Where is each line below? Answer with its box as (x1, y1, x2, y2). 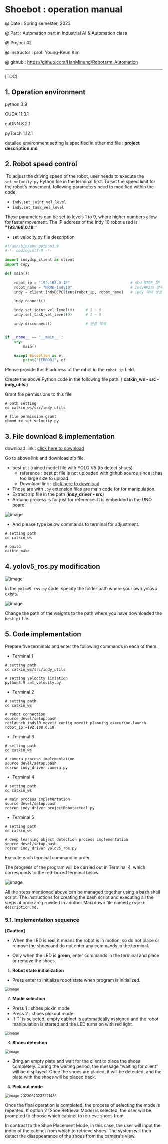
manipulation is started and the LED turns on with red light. (12, 1021, 133, 1027)
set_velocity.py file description (12, 234, 75, 240)
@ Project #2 (5, 39, 32, 46)
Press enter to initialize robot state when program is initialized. (12, 977, 141, 983)
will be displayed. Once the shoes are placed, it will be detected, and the (12, 1069, 162, 1075)
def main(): (5, 271, 30, 276)
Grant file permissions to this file (5, 391, 72, 397)
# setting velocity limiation (5, 676, 68, 681)
